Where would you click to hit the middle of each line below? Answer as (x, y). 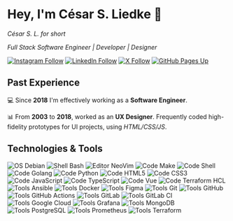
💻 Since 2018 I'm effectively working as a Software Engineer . (97, 100)
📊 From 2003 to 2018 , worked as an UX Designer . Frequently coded (107, 116)
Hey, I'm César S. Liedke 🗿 (85, 14)
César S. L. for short (36, 34)
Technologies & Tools (55, 149)
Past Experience (44, 83)
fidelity (17, 127)
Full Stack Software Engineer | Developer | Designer (82, 47)
